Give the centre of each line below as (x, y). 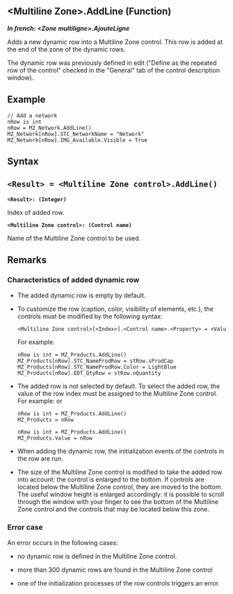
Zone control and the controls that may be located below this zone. (113, 510)
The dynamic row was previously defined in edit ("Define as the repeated (112, 63)
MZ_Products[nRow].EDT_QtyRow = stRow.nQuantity (89, 373)
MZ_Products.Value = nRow (55, 438)
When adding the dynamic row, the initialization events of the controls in (121, 451)
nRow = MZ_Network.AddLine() (49, 128)
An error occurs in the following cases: (63, 542)
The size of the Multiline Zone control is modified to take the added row (120, 472)
